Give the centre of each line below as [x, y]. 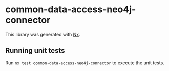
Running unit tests [35, 50]
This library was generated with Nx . [43, 34]
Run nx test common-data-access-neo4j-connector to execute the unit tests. [85, 63]
